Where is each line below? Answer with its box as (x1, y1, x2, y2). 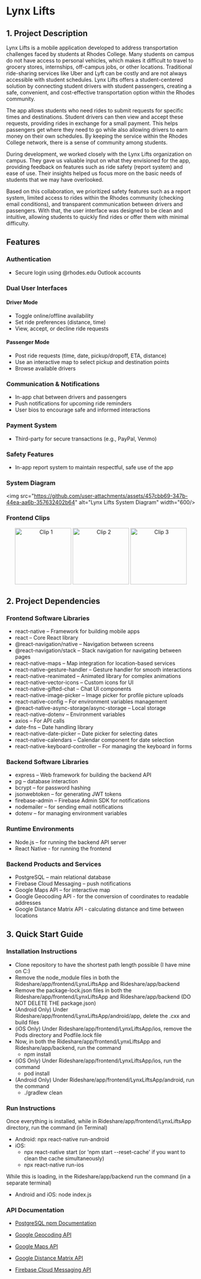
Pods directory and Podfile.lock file (14, 1031, 102, 1038)
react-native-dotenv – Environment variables (14, 711, 125, 718)
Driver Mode (6, 299, 38, 306)
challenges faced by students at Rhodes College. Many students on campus (6, 51, 194, 58)
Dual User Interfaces (6, 284, 68, 292)
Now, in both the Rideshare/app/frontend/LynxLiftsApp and (14, 1038, 161, 1045)
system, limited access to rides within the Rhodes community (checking (6, 194, 184, 201)
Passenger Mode (6, 339, 50, 346)
